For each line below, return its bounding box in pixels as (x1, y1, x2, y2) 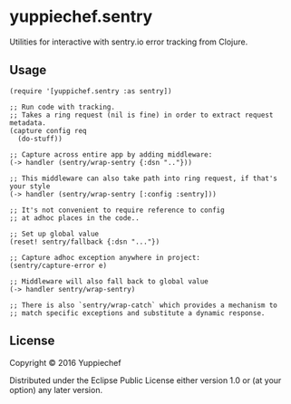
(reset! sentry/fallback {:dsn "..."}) (9, 237, 160, 246)
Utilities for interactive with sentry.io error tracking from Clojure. (9, 36, 248, 47)
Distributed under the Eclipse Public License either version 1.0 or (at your (9, 374, 282, 386)
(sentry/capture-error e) (9, 261, 107, 270)
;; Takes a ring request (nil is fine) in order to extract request (9, 111, 274, 120)
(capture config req (9, 126, 88, 135)
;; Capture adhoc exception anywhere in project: (9, 253, 201, 262)
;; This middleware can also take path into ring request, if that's (9, 174, 278, 183)
